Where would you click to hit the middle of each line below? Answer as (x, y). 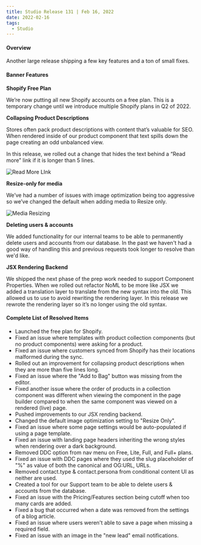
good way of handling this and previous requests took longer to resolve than (100, 249)
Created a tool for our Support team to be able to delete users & (94, 484)
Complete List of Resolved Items (47, 318)
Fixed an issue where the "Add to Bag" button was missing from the (98, 376)
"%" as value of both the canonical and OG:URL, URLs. (83, 465)
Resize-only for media (34, 183)
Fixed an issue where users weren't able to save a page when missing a (104, 522)
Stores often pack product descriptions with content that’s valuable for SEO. (100, 129)
